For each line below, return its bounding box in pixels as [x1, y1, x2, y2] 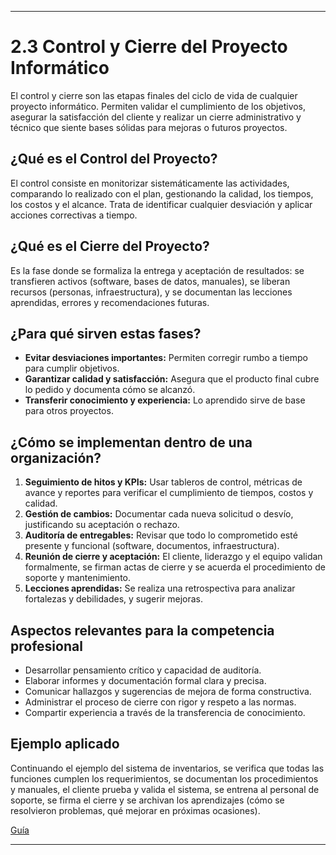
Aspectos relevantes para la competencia [10, 622, 275, 639]
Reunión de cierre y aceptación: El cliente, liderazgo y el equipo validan [24, 551, 323, 563]
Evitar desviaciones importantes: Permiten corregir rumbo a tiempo [24, 352, 308, 364]
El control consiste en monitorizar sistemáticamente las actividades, [10, 177, 290, 189]
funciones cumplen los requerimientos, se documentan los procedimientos [10, 772, 319, 785]
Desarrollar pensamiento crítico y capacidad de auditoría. [24, 664, 262, 676]
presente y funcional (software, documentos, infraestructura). [24, 540, 280, 552]
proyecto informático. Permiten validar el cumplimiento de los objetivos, [10, 100, 307, 112]
